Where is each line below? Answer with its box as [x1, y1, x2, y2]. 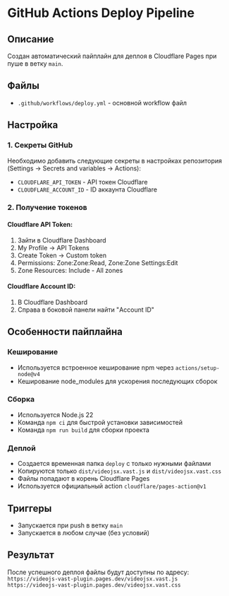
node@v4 [17, 370, 40, 378]
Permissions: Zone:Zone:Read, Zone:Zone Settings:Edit [17, 258, 178, 267]
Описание [7, 33, 54, 45]
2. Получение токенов [7, 203, 87, 213]
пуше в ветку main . [7, 59, 63, 68]
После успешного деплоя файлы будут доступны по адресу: [7, 568, 190, 576]
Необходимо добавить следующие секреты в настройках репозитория [7, 156, 223, 165]
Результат [7, 549, 55, 561]
